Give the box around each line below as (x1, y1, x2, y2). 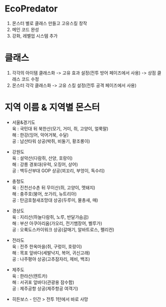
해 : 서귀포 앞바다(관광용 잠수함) (12, 279, 75, 285)
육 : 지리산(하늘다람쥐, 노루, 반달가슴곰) (12, 214, 89, 220)
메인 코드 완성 (12, 26, 39, 33)
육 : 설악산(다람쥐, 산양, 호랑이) (12, 155, 73, 161)
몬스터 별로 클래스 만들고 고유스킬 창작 (12, 20, 87, 26)
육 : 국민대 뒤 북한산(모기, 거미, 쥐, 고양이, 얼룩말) (12, 125, 109, 131)
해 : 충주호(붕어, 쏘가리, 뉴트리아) (12, 191, 77, 197)
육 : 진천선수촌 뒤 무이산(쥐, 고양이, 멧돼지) (12, 184, 96, 191)
